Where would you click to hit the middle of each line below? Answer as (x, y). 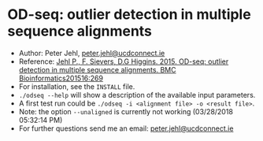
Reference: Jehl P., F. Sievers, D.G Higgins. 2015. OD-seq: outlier (124, 61)
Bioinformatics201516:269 (61, 78)
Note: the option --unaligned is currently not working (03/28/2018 (126, 111)
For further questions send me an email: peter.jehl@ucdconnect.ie (126, 128)
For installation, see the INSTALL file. (77, 86)
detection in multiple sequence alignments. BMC (97, 69)
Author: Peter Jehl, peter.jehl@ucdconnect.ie (92, 53)
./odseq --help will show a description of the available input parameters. (137, 95)
